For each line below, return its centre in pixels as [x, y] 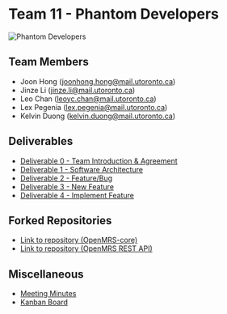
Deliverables [41, 141]
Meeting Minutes [48, 294]
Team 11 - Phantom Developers [114, 14]
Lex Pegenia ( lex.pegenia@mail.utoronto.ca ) [94, 107]
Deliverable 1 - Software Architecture [82, 169]
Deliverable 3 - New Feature [67, 186]
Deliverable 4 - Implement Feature [77, 195]
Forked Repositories [60, 221]
